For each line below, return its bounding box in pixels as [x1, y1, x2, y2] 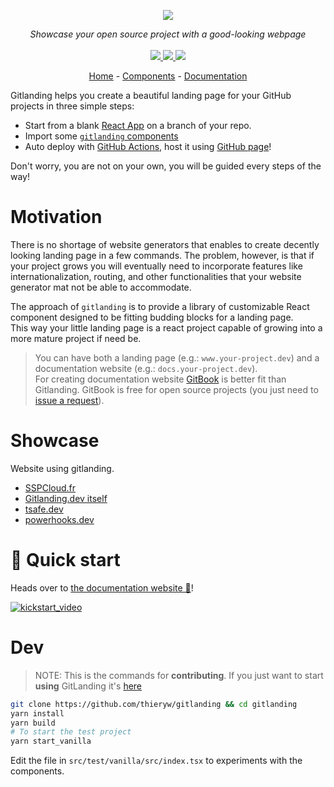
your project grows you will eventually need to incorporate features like [10, 260, 303, 272]
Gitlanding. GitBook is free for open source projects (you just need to [34, 383, 319, 395]
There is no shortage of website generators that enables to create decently [10, 238, 320, 250]
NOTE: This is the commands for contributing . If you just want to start [34, 669, 324, 681]
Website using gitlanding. [10, 462, 115, 474]
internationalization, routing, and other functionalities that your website [10, 270, 302, 282]
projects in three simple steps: [10, 100, 135, 112]
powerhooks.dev [24, 513, 95, 525]
